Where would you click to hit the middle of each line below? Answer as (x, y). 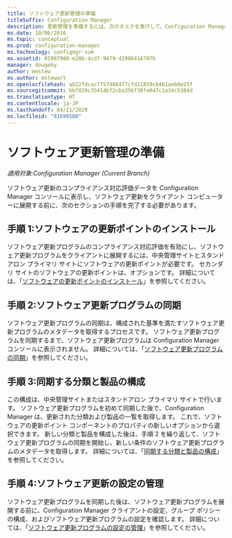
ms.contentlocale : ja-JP (43, 104)
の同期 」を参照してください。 (49, 358)
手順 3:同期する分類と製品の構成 (76, 382)
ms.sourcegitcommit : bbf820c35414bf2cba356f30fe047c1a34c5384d (100, 90)
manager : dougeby (32, 65)
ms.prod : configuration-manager (54, 46)
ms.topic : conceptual (38, 39)
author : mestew (29, 71)
